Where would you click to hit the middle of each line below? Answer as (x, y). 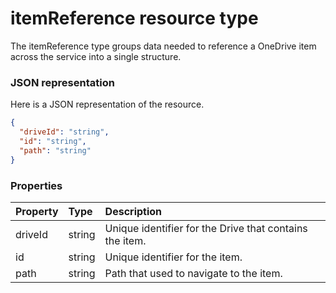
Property (37, 211)
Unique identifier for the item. (173, 257)
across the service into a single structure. (96, 56)
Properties (36, 185)
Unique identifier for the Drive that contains (206, 228)
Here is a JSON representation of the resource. (107, 104)
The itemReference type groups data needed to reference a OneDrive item (163, 46)
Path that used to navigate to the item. (193, 273)
